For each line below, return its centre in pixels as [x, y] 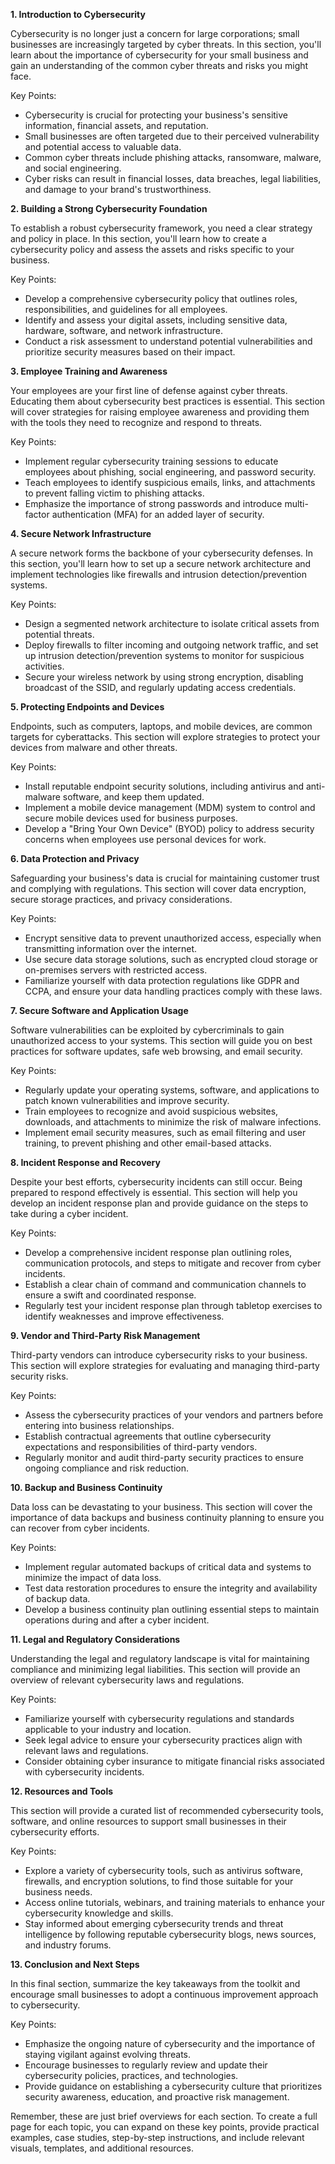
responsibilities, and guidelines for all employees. [126, 309]
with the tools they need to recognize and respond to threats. [136, 422]
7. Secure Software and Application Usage [99, 1010]
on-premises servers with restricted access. [116, 970]
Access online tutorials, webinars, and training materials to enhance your [174, 1902]
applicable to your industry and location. [108, 1729]
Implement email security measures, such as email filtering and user [165, 1132]
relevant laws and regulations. [86, 1750]
